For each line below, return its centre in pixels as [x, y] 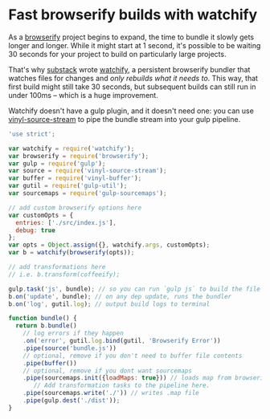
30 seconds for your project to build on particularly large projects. [117, 54]
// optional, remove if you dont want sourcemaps [108, 371]
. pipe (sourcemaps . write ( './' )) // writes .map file [111, 393]
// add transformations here [57, 267]
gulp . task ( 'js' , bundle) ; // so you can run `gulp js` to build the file [135, 289]
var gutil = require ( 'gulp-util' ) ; [68, 186]
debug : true [36, 230]
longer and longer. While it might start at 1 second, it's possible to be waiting [135, 45]
